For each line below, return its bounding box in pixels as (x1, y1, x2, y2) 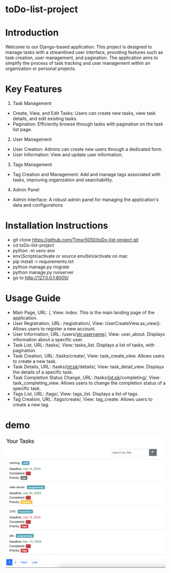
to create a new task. (12, 358, 57, 364)
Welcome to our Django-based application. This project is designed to (5, 44, 152, 50)
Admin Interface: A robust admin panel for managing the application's (12, 196, 159, 203)
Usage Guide (5, 292, 61, 304)
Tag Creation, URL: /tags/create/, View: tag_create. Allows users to (12, 396, 153, 402)
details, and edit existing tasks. (12, 116, 78, 122)
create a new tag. (12, 402, 50, 408)
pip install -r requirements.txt (12, 259, 74, 264)
